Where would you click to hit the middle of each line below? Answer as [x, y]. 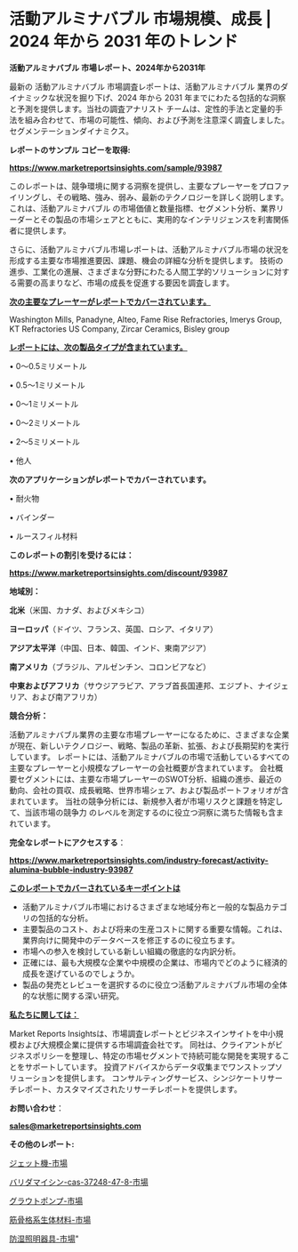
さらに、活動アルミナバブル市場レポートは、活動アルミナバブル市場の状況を [149, 249]
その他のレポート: [42, 1144]
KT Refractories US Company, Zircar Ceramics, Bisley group [119, 329]
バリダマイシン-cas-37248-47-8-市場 [79, 1182]
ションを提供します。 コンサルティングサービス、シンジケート [146, 1078]
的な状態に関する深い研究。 [73, 995]
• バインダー [32, 517]
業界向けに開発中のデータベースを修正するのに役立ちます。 [131, 940]
